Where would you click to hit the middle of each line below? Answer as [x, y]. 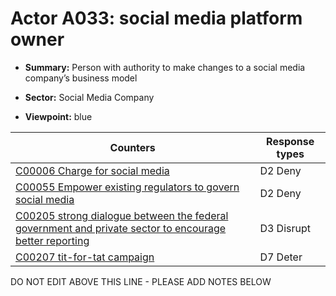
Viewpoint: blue [58, 116]
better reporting [52, 240]
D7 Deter [281, 257]
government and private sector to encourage [121, 228]
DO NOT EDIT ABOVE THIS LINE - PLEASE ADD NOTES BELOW [141, 281]
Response [290, 141]
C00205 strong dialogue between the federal [122, 215]
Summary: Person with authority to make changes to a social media [165, 67]
